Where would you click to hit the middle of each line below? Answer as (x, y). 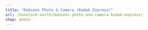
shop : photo (18, 19)
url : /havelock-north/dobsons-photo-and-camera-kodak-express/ (74, 15)
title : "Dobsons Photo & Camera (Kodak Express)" (59, 10)
